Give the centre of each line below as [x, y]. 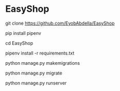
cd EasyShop [19, 43]
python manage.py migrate [34, 73]
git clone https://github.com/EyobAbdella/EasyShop [60, 23]
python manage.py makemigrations [43, 63]
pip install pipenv [23, 33]
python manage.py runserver [36, 83]
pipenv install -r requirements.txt [40, 53]
